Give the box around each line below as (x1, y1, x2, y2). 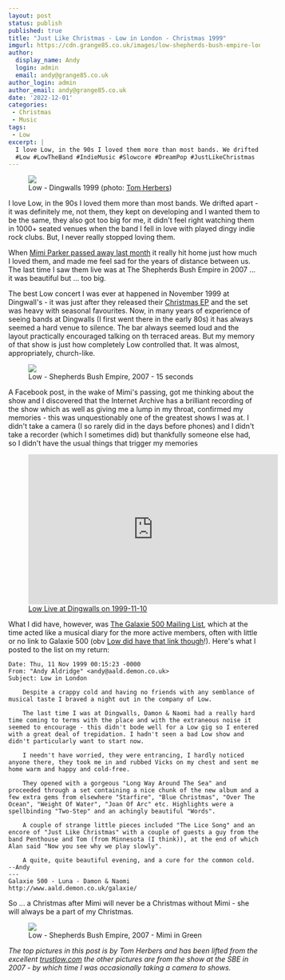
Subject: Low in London (8, 674, 88, 682)
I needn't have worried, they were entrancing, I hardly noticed (22, 751, 245, 760)
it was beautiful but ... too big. (8, 274, 106, 283)
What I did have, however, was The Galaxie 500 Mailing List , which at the (8, 619, 249, 629)
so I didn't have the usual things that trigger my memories (8, 438, 198, 448)
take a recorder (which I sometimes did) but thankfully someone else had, (8, 430, 251, 440)
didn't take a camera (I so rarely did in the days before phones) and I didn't (8, 422, 255, 431)
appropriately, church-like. (8, 349, 96, 358)
